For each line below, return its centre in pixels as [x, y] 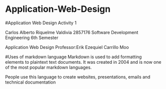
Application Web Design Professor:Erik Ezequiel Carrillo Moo [67, 47]
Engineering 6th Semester [32, 38]
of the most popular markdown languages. [49, 67]
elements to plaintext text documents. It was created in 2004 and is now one [83, 62]
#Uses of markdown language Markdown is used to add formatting [74, 57]
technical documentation [30, 82]
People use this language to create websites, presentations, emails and [78, 77]
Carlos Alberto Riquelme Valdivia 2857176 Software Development [72, 32]
